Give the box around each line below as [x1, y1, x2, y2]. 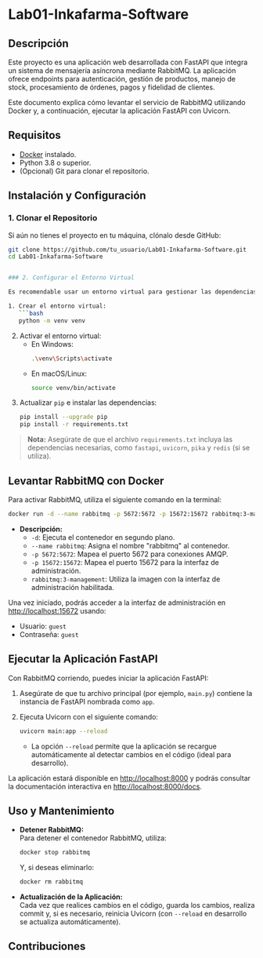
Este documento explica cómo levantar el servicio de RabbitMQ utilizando [8, 98, 247, 107]
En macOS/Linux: [31, 369, 88, 378]
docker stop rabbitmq [19, 849, 90, 857]
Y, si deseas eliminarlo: [19, 863, 95, 872]
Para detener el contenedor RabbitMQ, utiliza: [19, 833, 167, 843]
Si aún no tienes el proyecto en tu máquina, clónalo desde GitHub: [8, 230, 222, 240]
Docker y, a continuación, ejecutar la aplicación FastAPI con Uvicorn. [8, 106, 231, 115]
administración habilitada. [31, 582, 115, 592]
